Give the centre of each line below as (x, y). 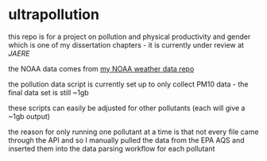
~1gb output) (29, 116)
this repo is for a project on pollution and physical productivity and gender (130, 36)
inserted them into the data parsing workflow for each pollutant (112, 148)
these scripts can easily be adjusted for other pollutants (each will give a (127, 108)
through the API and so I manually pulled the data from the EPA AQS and (126, 140)
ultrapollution (54, 15)
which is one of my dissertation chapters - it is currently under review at (126, 44)
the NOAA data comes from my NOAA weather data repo (101, 68)
